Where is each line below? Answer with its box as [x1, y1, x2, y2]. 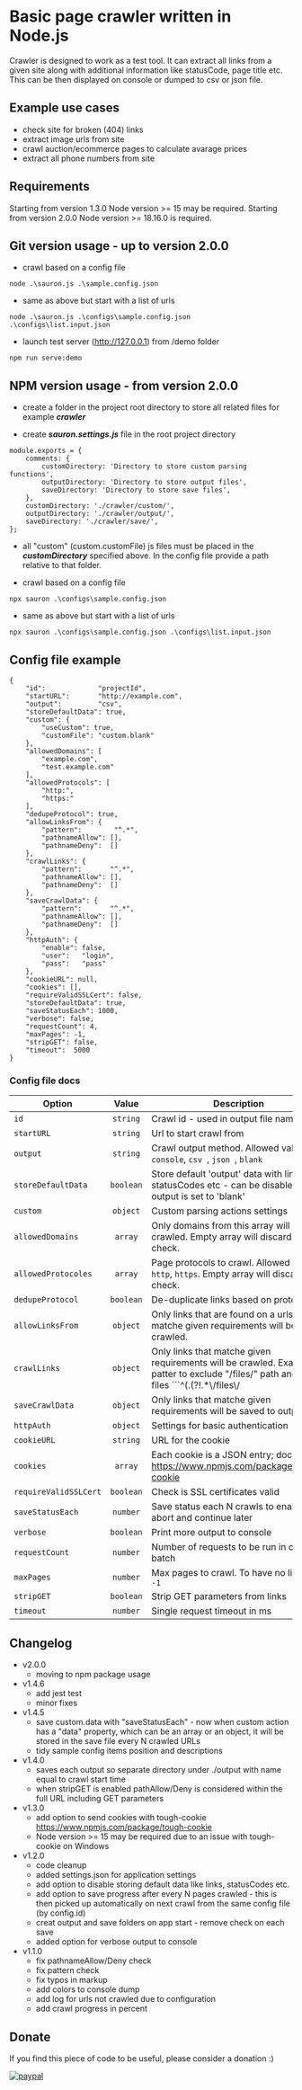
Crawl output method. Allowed [151, 1142, 280, 1154]
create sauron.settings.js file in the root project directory [22, 429, 236, 440]
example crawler [22, 412, 86, 422]
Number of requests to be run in [151, 1541, 287, 1553]
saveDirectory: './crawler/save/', [25, 517, 159, 527]
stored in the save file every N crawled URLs [35, 1736, 200, 1747]
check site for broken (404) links [22, 124, 144, 135]
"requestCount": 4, [25, 1022, 99, 1031]
